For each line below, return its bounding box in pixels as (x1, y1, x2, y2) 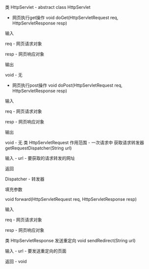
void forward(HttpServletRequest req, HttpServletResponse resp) (5, 196, 137, 202)
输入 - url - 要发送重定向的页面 (5, 248, 67, 254)
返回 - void (5, 259, 27, 264)
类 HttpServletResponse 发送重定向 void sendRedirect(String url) (5, 238, 136, 244)
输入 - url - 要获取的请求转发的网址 (5, 155, 75, 161)
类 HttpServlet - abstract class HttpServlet (5, 4, 91, 10)
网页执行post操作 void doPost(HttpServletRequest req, (12, 82, 123, 88)
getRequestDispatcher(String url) (5, 145, 72, 151)
